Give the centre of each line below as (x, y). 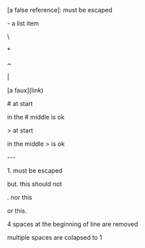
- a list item (23, 23)
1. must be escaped (35, 171)
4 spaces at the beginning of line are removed (72, 224)
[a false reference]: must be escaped (60, 10)
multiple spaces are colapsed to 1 (55, 237)
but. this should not (35, 184)
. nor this (20, 197)
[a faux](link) (25, 90)
